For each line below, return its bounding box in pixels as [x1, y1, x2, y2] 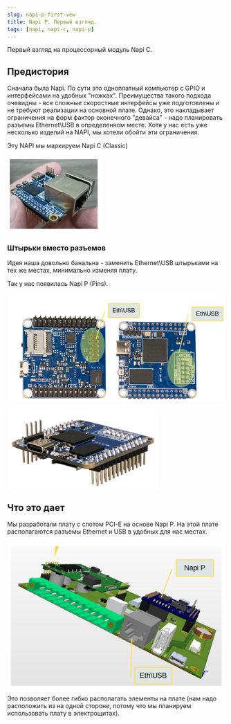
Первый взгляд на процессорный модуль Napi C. [7, 46, 153, 54]
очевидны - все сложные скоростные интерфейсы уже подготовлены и [7, 99, 220, 107]
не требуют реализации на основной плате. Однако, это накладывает [7, 106, 214, 114]
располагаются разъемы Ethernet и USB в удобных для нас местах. [7, 527, 207, 536]
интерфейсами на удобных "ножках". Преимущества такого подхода [7, 91, 212, 100]
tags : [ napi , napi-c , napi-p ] [7, 26, 95, 33]
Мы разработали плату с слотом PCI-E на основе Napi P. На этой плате [7, 520, 219, 529]
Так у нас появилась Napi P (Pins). [7, 280, 109, 288]
